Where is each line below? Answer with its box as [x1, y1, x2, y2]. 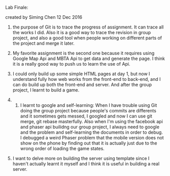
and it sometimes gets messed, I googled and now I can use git [20, 113, 152, 119]
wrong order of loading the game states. [20, 145, 105, 152]
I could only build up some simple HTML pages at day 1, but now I [12, 71, 150, 77]
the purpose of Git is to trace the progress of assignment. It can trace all [12, 24, 164, 30]
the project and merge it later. [12, 40, 75, 46]
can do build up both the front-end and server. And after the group [12, 81, 152, 87]
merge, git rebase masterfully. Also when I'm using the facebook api [20, 119, 163, 124]
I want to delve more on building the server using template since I [12, 155, 150, 161]
